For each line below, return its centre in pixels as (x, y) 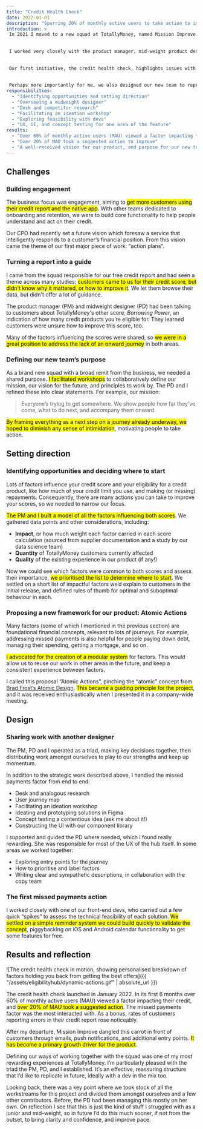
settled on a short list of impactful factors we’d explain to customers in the (98, 584)
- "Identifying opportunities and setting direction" (81, 96)
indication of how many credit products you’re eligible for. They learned (95, 319)
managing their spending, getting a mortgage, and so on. (77, 645)
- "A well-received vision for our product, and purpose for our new (101, 147)
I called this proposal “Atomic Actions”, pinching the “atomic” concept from (99, 681)
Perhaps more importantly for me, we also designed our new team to (97, 85)
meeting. (17, 700)
